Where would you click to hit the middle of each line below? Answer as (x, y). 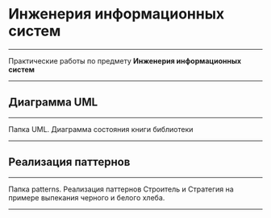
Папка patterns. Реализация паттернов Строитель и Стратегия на (121, 189)
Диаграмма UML (53, 103)
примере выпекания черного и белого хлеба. (87, 197)
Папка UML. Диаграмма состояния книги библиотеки (101, 129)
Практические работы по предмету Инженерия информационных (125, 60)
